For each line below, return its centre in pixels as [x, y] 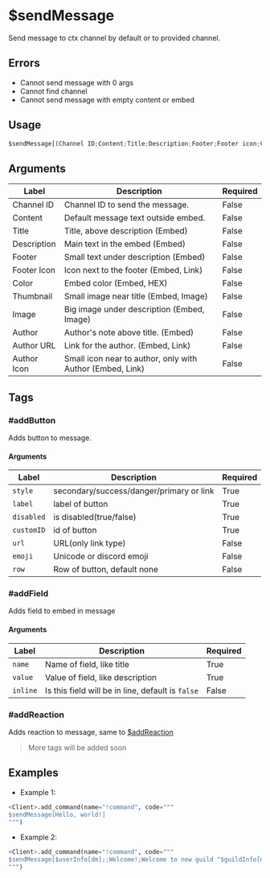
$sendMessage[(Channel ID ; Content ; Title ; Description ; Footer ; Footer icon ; [135, 143]
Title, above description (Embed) [126, 231]
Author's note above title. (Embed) [129, 332]
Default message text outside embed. [135, 218]
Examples [33, 773]
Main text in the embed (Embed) [125, 244]
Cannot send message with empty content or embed [107, 100]
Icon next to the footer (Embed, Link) [133, 270]
